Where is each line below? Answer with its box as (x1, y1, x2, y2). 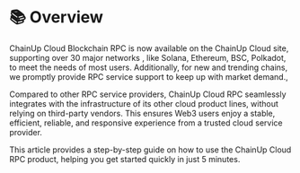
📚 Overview (9, 7, 103, 28)
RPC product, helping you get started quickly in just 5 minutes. (9, 153, 241, 164)
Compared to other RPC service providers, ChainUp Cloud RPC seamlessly (9, 89, 287, 99)
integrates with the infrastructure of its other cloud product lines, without (9, 98, 278, 108)
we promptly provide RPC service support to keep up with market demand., (9, 71, 289, 82)
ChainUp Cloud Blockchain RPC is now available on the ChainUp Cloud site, (9, 42, 289, 54)
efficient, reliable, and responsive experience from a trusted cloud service (9, 117, 283, 128)
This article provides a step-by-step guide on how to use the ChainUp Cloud (9, 144, 292, 155)
